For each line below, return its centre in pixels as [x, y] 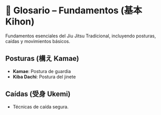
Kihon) [20, 22]
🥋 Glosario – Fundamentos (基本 [74, 10]
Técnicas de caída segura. [41, 107]
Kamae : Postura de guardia [42, 71]
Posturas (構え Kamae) [42, 59]
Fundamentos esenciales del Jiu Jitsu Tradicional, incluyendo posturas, [81, 36]
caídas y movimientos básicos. [38, 41]
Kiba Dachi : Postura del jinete [44, 77]
